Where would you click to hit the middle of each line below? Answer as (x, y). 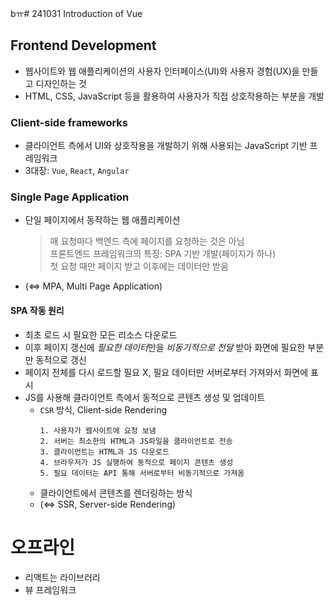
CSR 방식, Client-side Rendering (103, 409)
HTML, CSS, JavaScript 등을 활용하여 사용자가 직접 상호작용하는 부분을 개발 (174, 96)
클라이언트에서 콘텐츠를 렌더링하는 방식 (116, 493)
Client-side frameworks (69, 122)
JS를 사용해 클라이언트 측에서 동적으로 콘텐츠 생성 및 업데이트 (145, 397)
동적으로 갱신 (61, 359)
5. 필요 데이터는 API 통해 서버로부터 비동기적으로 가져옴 (142, 473)
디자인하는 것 (61, 83)
